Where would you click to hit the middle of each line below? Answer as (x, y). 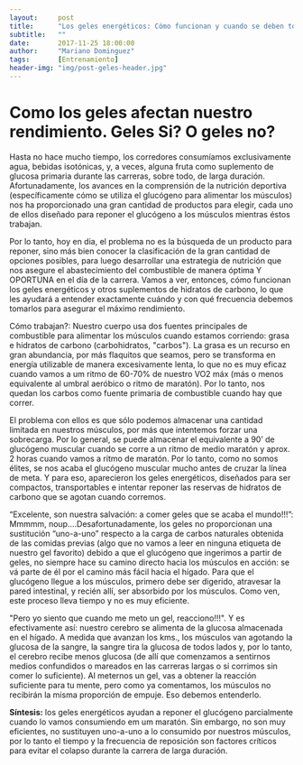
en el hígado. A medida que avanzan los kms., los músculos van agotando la (151, 637)
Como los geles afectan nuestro (131, 113)
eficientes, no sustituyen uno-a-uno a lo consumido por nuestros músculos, (150, 731)
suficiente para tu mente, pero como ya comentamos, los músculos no (140, 685)
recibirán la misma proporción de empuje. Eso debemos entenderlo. (135, 695)
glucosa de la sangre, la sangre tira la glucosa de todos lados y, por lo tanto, (151, 647)
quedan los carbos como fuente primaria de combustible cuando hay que (146, 392)
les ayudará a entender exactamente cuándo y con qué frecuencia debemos (151, 299)
